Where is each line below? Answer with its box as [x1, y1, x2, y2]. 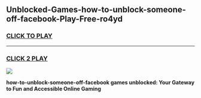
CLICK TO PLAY [6, 32, 53, 40]
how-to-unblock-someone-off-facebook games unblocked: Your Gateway [6, 78, 195, 86]
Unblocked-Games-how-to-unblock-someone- [6, 5, 187, 15]
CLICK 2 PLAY [6, 54, 48, 62]
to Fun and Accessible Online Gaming [6, 85, 102, 92]
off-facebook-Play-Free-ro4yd [6, 14, 123, 24]
